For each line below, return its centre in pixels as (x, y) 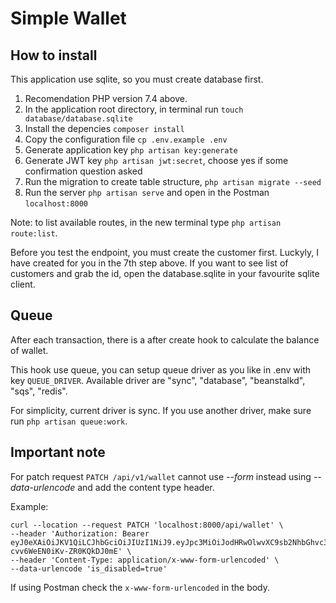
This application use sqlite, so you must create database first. (137, 79)
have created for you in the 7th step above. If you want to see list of (149, 263)
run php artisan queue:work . (69, 421)
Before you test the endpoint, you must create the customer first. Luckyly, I (165, 252)
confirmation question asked (83, 171)
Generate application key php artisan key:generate (131, 150)
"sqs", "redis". (39, 391)
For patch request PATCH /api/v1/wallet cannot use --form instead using (161, 476)
